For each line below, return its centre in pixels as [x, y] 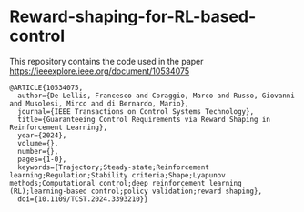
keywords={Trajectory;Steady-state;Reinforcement [113, 167]
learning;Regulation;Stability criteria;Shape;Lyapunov [117, 175]
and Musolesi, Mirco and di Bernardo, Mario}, [99, 103]
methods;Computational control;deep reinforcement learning [126, 183]
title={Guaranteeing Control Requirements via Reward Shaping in [144, 119]
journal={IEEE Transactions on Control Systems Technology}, [136, 111]
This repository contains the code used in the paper [106, 61]
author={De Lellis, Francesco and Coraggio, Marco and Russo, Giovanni [157, 96]
